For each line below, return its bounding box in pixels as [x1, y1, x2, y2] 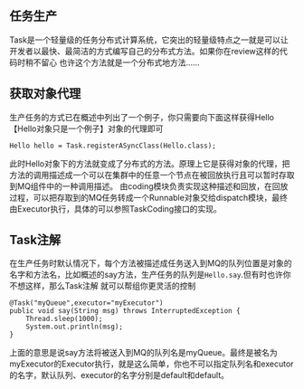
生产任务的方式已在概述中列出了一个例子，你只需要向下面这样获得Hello [9, 111, 274, 122]
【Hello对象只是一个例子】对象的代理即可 [9, 123, 164, 134]
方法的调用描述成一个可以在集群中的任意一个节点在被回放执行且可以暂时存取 [9, 169, 295, 180]
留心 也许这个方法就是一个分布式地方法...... [40, 57, 201, 68]
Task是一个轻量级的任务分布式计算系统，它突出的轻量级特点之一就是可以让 [9, 34, 289, 45]
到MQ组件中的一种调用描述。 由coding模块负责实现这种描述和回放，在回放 [9, 180, 289, 192]
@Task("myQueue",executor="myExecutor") [9, 299, 165, 308]
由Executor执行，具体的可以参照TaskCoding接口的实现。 [9, 203, 222, 214]
